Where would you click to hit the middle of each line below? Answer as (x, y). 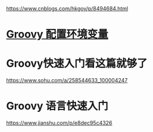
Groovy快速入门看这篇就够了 (77, 64)
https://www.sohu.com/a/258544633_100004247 (67, 81)
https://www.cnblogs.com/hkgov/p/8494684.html (67, 9)
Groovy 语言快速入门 (57, 106)
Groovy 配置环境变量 (57, 34)
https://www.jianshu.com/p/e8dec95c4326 (59, 123)
